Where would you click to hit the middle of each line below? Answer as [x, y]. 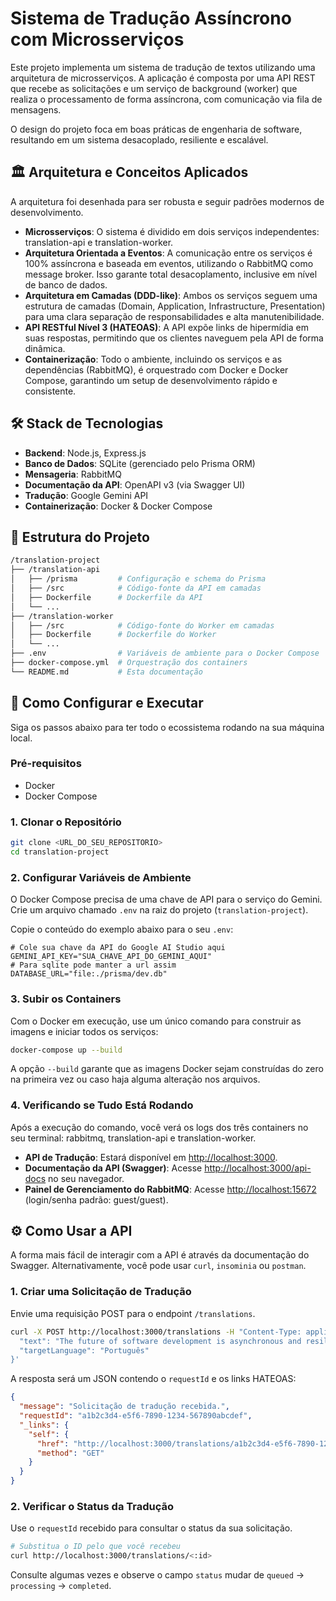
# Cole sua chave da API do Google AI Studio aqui [118, 948]
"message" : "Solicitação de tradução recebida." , [124, 1407]
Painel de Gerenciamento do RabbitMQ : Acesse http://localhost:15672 [170, 1189]
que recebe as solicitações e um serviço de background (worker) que [154, 88]
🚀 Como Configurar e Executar [107, 703]
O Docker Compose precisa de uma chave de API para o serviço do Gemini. [166, 899]
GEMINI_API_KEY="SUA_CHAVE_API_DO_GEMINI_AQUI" [111, 957]
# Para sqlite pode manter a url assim [93, 965]
